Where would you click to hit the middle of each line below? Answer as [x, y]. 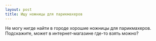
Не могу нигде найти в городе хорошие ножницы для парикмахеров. [78, 28]
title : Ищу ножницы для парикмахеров [44, 14]
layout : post [19, 10]
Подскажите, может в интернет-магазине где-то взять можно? [72, 33]
